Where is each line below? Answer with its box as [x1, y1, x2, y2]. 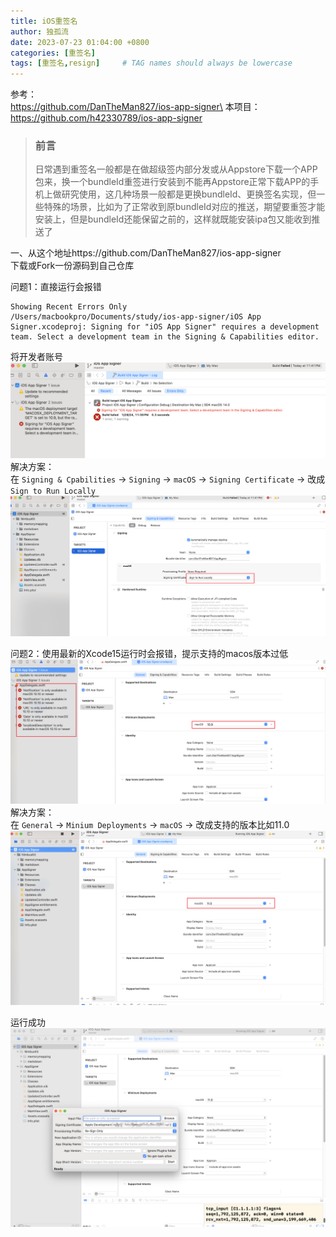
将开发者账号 [10, 351, 63, 363]
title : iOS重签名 [10, 16, 78, 26]
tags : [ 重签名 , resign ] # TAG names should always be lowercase [10, 58, 293, 69]
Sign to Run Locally [10, 486, 97, 496]
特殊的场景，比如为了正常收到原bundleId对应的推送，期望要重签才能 [43, 201, 326, 213]
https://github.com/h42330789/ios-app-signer [10, 112, 203, 124]
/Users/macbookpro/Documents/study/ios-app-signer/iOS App [10, 312, 262, 322]
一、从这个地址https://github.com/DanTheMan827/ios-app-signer [10, 247, 282, 259]
